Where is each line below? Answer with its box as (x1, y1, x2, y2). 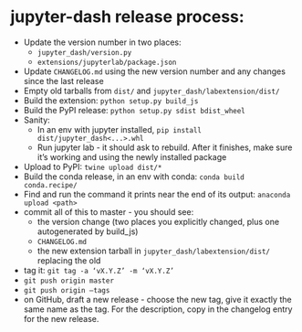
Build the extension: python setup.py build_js (23, 94, 199, 106)
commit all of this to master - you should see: (23, 206, 194, 217)
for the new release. (23, 313, 99, 324)
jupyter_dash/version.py (36, 48, 132, 57)
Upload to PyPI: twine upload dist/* (23, 161, 162, 172)
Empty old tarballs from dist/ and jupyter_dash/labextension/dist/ (23, 85, 280, 96)
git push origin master (23, 276, 115, 285)
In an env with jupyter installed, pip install (36, 123, 202, 134)
